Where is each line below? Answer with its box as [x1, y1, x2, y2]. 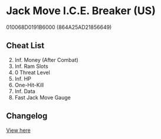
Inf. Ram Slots [14, 62, 48, 69]
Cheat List [6, 41, 45, 51]
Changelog [6, 111, 48, 121]
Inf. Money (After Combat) [14, 56, 78, 63]
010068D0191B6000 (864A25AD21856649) [6, 24, 112, 31]
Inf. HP [14, 75, 31, 82]
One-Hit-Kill [14, 81, 44, 88]
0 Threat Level [14, 69, 50, 76]
